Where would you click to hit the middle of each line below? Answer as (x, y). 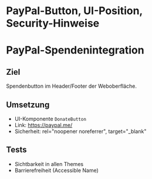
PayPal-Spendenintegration (75, 50)
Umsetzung (28, 105)
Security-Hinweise (53, 23)
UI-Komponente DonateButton (50, 119)
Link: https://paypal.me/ (43, 125)
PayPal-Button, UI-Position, (74, 11)
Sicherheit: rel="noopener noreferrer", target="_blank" (80, 131)
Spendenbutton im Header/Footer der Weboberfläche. (71, 86)
